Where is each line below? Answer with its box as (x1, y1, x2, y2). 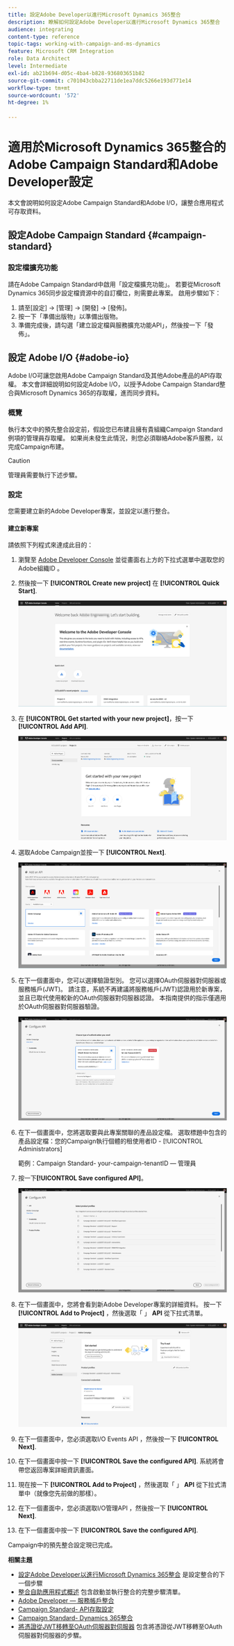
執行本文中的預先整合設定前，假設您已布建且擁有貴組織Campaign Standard (8, 425, 223, 434)
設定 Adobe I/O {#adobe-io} (8, 352, 130, 364)
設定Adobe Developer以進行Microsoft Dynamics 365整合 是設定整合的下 (17, 1570, 225, 1579)
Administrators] (17, 1145, 63, 1153)
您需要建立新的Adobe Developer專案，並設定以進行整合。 (8, 507, 174, 516)
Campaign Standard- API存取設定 (17, 1605, 114, 1613)
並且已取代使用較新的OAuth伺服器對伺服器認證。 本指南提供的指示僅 (17, 994, 215, 1002)
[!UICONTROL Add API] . (17, 722, 89, 730)
